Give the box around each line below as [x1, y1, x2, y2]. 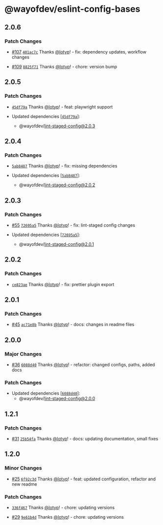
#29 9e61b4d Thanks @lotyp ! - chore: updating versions [11, 514, 124, 520]
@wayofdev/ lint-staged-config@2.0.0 [19, 396, 95, 402]
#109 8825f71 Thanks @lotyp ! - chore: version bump [11, 63, 117, 69]
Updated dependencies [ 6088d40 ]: [11, 390, 80, 396]
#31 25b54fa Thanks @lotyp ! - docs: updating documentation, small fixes [11, 436, 159, 441]
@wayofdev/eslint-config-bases [4, 3, 140, 15]
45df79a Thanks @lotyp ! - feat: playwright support [11, 104, 113, 110]
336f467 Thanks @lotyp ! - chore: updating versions [11, 504, 115, 510]
